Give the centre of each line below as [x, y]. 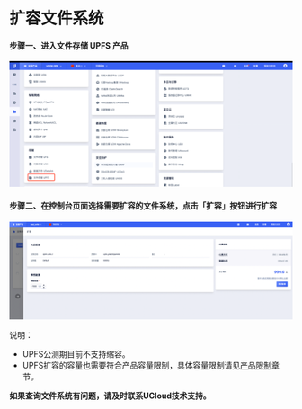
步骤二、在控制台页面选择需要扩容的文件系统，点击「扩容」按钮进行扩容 [143, 205]
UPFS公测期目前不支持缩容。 [76, 354]
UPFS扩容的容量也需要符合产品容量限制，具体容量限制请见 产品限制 [147, 366]
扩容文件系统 [57, 18]
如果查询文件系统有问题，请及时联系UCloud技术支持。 [110, 396]
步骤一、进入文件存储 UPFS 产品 [69, 45]
